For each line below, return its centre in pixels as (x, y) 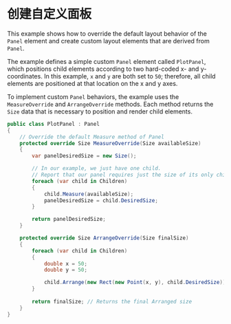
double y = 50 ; (66, 270)
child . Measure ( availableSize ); (89, 194)
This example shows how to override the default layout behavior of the (107, 33)
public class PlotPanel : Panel (53, 124)
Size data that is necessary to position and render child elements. (100, 111)
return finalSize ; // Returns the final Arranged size (112, 301)
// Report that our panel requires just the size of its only (123, 175)
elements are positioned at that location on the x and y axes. (92, 83)
